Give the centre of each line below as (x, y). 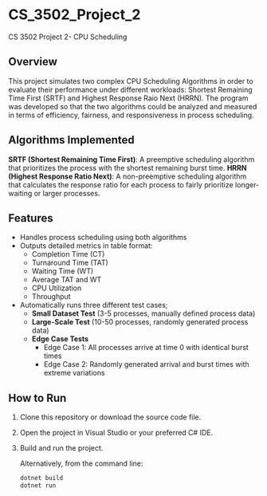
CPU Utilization (57, 288)
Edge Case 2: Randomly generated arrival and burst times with (146, 364)
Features (31, 218)
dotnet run (38, 486)
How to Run (37, 398)
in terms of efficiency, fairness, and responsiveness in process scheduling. (131, 115)
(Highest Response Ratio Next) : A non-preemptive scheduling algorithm (128, 176)
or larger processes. (67, 193)
